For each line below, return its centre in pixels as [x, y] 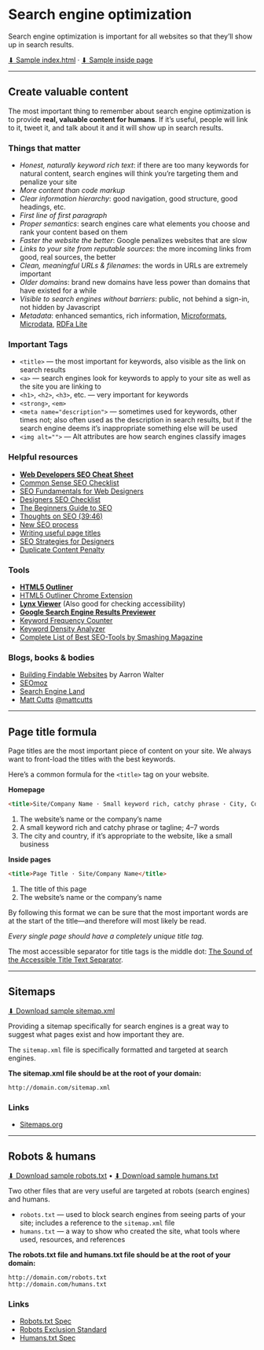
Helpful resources [43, 457]
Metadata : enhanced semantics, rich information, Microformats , [123, 315]
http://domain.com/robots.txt [58, 1277]
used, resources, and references [72, 1239]
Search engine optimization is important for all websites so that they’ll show [130, 36]
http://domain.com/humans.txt [58, 1284]
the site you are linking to [60, 386]
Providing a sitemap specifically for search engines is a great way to [119, 1026]
